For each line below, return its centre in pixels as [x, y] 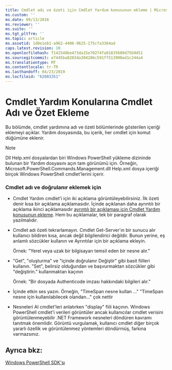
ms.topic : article [25, 39]
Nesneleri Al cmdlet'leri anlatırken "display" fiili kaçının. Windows [81, 307]
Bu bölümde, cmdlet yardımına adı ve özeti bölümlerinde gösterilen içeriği [83, 127]
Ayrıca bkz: [24, 350]
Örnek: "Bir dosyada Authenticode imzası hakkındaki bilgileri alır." [82, 281]
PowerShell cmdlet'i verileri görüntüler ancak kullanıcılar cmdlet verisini [88, 312]
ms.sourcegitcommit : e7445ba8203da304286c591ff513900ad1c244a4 [74, 58]
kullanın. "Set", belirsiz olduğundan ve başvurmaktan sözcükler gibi [84, 266]
